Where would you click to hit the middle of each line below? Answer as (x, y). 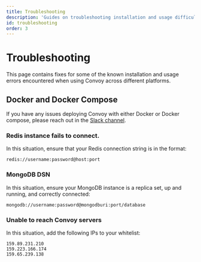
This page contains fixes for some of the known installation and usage (93, 75)
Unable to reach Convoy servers (54, 220)
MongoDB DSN (28, 175)
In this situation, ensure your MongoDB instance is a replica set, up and (94, 187)
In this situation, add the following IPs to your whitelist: (73, 233)
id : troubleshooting (32, 23)
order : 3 (17, 28)
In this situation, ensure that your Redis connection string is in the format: (96, 149)
